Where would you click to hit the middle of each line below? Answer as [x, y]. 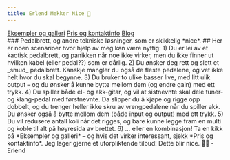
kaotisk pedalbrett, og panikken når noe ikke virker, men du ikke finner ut [111, 55]
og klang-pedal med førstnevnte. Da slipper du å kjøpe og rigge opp [104, 99]
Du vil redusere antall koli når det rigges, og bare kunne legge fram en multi [114, 121]
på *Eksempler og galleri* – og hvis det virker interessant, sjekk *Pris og [110, 136]
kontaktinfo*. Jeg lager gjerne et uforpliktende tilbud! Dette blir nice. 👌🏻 [108, 143]
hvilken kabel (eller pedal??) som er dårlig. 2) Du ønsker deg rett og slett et [113, 62]
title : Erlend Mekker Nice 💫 [49, 13]
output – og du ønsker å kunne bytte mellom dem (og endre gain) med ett [111, 84]
